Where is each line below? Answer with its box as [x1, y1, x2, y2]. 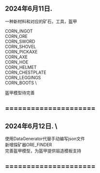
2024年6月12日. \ [5, 122, 57, 130]
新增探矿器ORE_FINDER [5, 142, 52, 148]
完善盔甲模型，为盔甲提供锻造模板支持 [5, 148, 81, 154]
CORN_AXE [5, 54, 28, 60]
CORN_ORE [5, 33, 28, 39]
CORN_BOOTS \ [5, 80, 37, 86]
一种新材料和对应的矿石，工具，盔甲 [5, 18, 77, 24]
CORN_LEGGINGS [5, 74, 41, 80]
